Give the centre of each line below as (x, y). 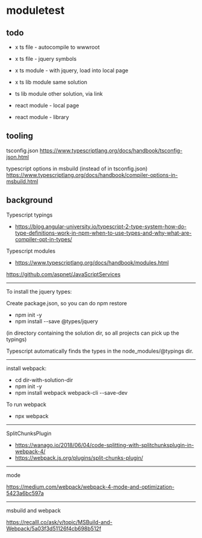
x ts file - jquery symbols (46, 59)
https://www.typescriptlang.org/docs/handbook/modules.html (92, 262)
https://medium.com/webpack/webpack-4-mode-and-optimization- (90, 487)
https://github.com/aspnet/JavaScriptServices (63, 274)
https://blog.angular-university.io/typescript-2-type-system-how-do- (101, 226)
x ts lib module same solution (51, 82)
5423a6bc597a (25, 493)
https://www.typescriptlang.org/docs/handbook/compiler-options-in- (92, 175)
